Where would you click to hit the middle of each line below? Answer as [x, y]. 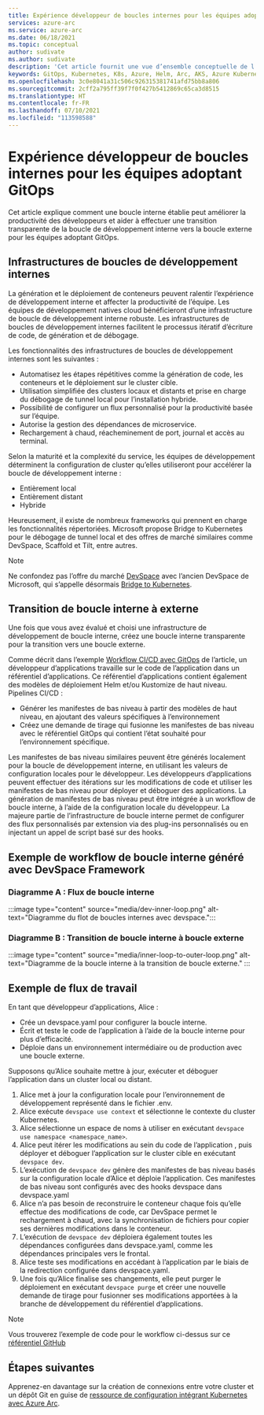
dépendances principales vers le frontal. [85, 1254]
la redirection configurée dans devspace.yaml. [95, 1271]
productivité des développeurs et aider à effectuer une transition [113, 220]
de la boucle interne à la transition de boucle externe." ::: [159, 963]
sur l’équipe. [40, 416]
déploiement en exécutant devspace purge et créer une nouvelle [123, 1287]
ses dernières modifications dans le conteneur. [95, 1228]
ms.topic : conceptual [44, 45]
